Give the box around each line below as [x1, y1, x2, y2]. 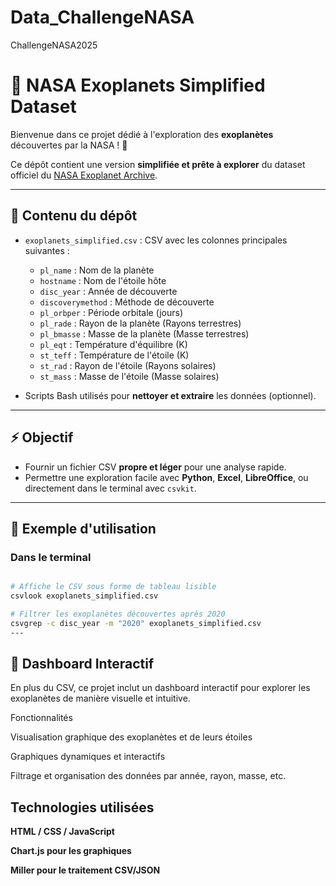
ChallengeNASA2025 [10, 39, 98, 51]
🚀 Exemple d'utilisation [10, 520, 157, 537]
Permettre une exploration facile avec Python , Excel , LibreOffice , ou [24, 471, 309, 483]
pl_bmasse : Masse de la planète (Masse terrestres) [39, 327, 250, 340]
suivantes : [24, 244, 70, 256]
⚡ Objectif [10, 429, 74, 446]
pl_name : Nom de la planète [39, 264, 155, 276]
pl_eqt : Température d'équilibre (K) [39, 338, 188, 350]
